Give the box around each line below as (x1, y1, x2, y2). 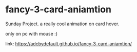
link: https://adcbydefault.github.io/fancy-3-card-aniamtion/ (5, 40, 132, 47)
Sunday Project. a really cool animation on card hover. (5, 21, 120, 27)
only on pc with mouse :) (5, 30, 58, 37)
